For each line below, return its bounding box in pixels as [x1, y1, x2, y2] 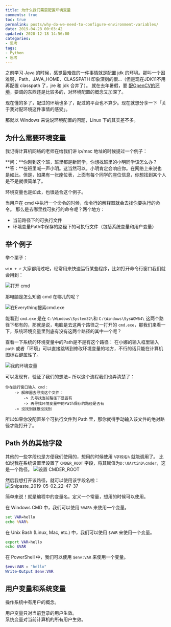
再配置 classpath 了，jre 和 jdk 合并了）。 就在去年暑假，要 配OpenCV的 [5, 82, 156, 89]
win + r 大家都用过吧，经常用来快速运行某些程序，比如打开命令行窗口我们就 [5, 266, 166, 271]
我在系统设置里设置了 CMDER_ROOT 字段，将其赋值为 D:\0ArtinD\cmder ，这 [14, 460, 166, 466]
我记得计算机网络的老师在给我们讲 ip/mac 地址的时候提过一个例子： [5, 148, 148, 154]
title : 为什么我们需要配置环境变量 [5, 7, 71, 13]
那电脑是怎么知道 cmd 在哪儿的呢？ [5, 294, 80, 299]
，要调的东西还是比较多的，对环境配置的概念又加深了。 [10, 89, 126, 95]
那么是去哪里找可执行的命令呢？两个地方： [15, 206, 105, 212]
